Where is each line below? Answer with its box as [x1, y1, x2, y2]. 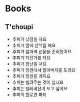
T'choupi [5, 23, 33, 31]
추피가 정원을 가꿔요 [12, 73, 51, 79]
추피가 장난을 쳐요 [12, 61, 47, 67]
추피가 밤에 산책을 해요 [12, 42, 56, 48]
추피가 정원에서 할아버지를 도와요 [12, 67, 76, 73]
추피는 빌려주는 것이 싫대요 [12, 79, 64, 85]
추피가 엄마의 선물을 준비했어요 [12, 49, 72, 54]
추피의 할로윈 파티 [12, 92, 47, 98]
